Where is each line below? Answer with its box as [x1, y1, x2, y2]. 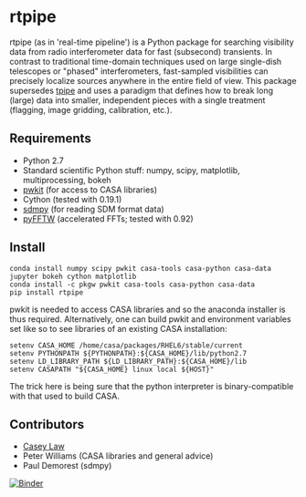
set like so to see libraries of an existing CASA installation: [9, 323, 227, 334]
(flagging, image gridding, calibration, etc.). [9, 104, 173, 115]
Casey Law [22, 440, 66, 452]
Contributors [9, 417, 85, 432]
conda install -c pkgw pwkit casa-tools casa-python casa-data [9, 280, 256, 289]
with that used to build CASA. [9, 390, 121, 401]
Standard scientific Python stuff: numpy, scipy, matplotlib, [22, 164, 240, 175]
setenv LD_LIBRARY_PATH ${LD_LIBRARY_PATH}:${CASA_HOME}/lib [9, 357, 248, 366]
